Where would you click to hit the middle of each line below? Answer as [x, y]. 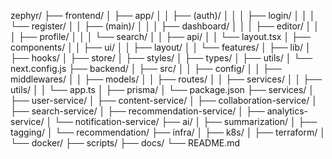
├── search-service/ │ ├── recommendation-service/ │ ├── [137, 111]
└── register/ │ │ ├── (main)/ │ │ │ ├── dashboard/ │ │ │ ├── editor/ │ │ [165, 26]
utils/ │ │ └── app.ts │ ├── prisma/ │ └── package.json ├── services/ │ [162, 89]
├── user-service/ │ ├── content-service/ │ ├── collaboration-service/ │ [164, 100]
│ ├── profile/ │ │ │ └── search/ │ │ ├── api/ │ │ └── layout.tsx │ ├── [160, 36]
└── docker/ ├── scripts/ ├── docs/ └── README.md [125, 143]
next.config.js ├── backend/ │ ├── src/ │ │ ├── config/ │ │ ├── [146, 68]
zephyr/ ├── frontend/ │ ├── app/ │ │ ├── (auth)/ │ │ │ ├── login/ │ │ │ [163, 15]
